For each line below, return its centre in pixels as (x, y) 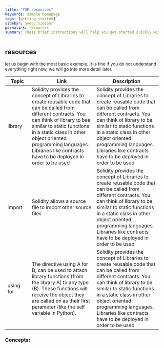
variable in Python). (54, 313)
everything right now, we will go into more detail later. (59, 69)
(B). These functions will (60, 288)
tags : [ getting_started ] (30, 19)
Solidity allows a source (59, 201)
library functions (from (58, 276)
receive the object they (58, 295)
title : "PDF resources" (29, 10)
